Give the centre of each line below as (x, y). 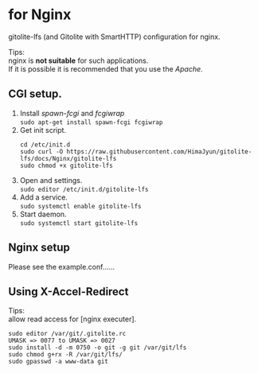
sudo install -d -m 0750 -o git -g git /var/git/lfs (98, 348)
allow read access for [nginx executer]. (72, 319)
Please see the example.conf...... (62, 266)
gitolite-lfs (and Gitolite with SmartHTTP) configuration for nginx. (114, 37)
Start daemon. (43, 214)
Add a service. (43, 197)
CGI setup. (35, 94)
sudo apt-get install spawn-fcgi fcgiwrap (91, 122)
